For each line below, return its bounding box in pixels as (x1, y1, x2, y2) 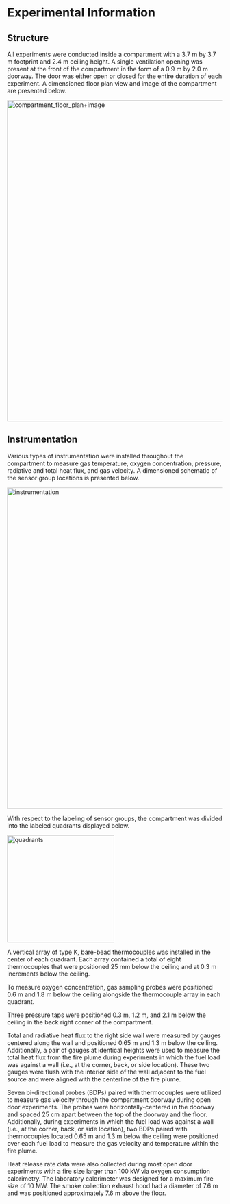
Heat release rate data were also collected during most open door (7, 1159, 193, 1168)
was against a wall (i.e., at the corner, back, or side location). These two (7, 1060, 210, 1068)
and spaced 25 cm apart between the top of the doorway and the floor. (7, 1110, 207, 1118)
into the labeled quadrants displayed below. (7, 821, 130, 830)
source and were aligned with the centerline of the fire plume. (7, 1074, 181, 1083)
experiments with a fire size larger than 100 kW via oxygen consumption (7, 1167, 211, 1175)
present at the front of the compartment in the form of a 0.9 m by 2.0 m (7, 65, 209, 73)
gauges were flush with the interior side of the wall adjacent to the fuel (7, 1068, 207, 1076)
